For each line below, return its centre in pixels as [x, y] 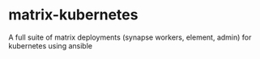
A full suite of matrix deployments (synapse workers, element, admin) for [130, 37]
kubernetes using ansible [51, 45]
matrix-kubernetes [73, 15]
